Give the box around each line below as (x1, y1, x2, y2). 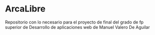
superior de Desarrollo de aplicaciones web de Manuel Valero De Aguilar (5, 24, 150, 30)
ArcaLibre (5, 3, 46, 14)
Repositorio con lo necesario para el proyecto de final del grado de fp (5, 19, 144, 25)
